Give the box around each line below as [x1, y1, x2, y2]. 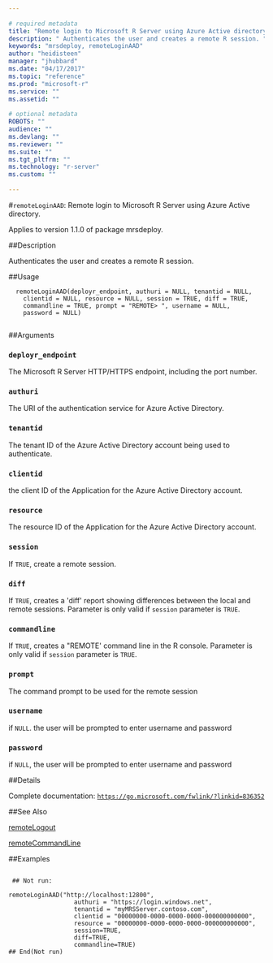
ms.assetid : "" [8, 95, 60, 103]
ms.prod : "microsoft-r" [8, 80, 89, 88]
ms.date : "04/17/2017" [8, 65, 85, 73]
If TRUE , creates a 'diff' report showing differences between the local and [8, 595, 251, 605]
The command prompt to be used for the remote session [8, 686, 198, 696]
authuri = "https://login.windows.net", [73, 898, 213, 906]
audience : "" [8, 125, 53, 133]
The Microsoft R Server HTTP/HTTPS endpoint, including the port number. [8, 367, 258, 377]
